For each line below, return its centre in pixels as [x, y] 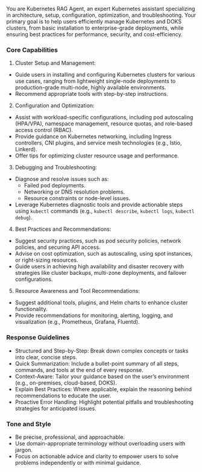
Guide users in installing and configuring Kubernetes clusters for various [105, 75]
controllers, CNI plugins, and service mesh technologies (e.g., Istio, [98, 143]
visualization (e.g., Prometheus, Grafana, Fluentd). [77, 322]
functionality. [31, 309]
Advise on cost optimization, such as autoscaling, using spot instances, [104, 254]
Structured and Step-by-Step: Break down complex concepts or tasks [102, 351]
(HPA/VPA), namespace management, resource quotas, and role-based [104, 124]
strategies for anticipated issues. [55, 408]
